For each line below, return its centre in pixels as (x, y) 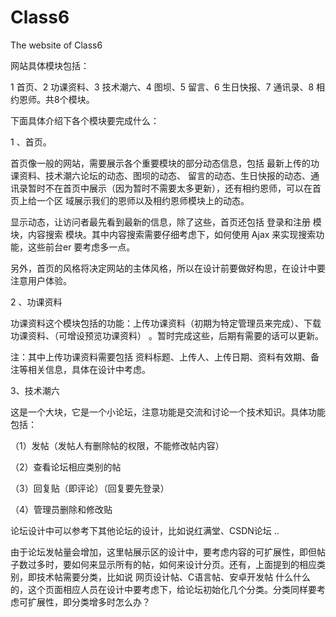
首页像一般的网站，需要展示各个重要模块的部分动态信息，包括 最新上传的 (160, 163)
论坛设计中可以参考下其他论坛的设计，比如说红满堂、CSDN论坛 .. (145, 530)
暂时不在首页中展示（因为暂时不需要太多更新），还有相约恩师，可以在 (170, 188)
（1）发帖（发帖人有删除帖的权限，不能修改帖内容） (117, 445)
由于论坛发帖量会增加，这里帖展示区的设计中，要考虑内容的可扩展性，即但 (163, 552)
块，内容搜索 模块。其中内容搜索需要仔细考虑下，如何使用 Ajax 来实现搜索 (163, 234)
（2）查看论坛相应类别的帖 (66, 467)
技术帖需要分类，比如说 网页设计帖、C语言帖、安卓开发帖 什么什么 (174, 577)
